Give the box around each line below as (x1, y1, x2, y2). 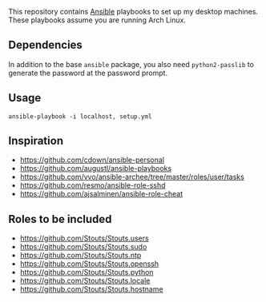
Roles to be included (8, 212, 112, 226)
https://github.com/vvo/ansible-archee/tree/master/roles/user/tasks (19, 172, 244, 182)
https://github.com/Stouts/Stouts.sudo (19, 242, 147, 252)
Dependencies (8, 38, 83, 52)
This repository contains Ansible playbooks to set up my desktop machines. (8, 7, 259, 16)
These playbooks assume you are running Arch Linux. (8, 15, 187, 25)
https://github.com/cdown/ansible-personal (19, 155, 165, 165)
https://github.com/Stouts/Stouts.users (19, 233, 150, 243)
